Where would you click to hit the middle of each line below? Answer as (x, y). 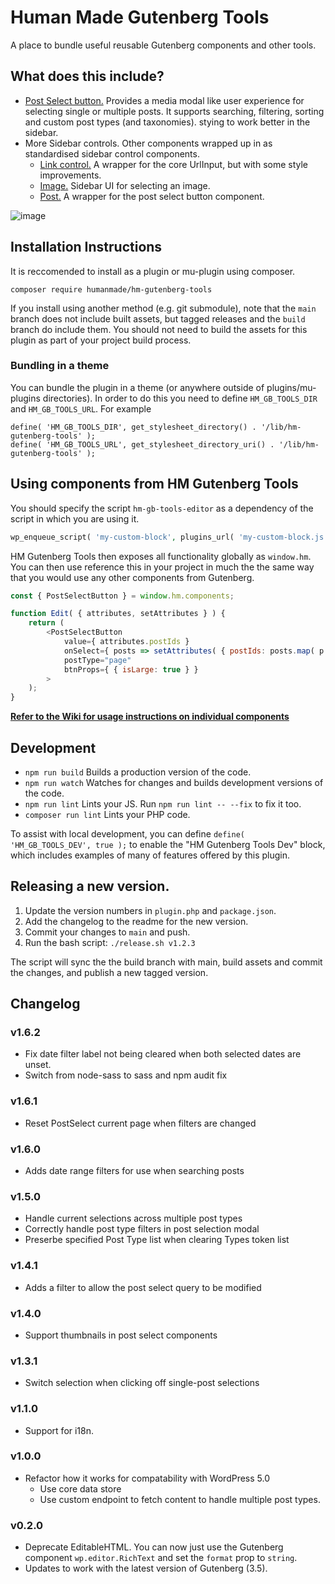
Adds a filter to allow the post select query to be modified (143, 1287)
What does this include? (87, 76)
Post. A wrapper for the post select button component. (152, 196)
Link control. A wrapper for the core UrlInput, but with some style (174, 164)
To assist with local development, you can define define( (128, 833)
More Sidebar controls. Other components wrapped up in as (148, 143)
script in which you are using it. (75, 518)
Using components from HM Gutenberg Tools (154, 484)
